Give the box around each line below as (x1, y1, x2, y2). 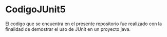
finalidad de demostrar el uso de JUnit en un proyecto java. (5, 26, 131, 32)
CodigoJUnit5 (5, 4, 66, 15)
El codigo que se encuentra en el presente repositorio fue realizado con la (5, 21, 162, 27)
